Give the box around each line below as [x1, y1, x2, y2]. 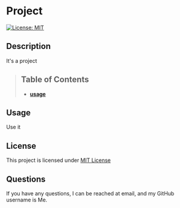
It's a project [6, 57, 38, 64]
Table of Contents [20, 75, 89, 85]
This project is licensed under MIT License [6, 157, 111, 164]
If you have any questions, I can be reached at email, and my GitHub [6, 190, 175, 197]
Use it [6, 124, 21, 131]
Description [6, 41, 51, 51]
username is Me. [6, 196, 48, 203]
